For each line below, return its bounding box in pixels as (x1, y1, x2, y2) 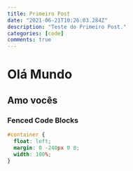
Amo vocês (7, 94, 58, 106)
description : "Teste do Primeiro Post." (7, 23, 127, 30)
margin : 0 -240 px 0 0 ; (13, 144, 80, 151)
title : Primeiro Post (7, 10, 71, 18)
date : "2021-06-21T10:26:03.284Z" (7, 17, 108, 24)
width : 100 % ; (13, 151, 52, 158)
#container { (7, 131, 45, 138)
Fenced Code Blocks (7, 115, 79, 125)
